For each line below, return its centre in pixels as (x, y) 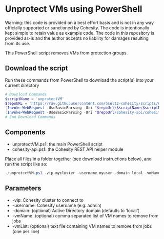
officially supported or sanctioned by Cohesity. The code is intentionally (77, 27)
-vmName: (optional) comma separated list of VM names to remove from (85, 215)
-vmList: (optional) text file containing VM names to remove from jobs (82, 226)
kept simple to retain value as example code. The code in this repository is (80, 33)
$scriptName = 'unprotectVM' (35, 99)
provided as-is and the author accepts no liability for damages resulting (77, 38)
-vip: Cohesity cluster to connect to (48, 200)
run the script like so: (26, 164)
